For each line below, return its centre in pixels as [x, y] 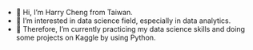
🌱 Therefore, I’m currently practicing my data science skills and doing [131, 29]
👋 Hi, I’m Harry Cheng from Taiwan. [74, 12]
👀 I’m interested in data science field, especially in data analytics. [123, 21]
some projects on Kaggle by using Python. [86, 37]
